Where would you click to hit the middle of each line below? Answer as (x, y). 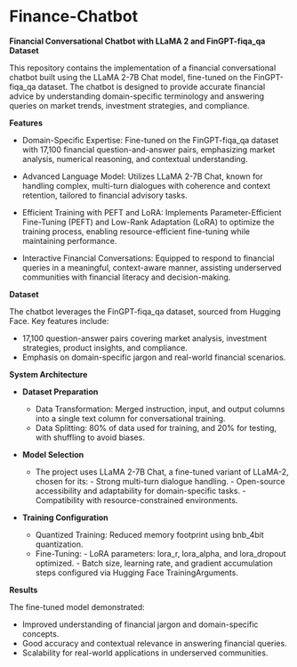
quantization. (59, 544)
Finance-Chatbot (74, 16)
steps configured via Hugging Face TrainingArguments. (136, 573)
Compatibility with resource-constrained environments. (136, 500)
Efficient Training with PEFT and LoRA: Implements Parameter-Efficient (152, 212)
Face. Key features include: (59, 321)
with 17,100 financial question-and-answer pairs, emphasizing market (148, 150)
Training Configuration (65, 517)
